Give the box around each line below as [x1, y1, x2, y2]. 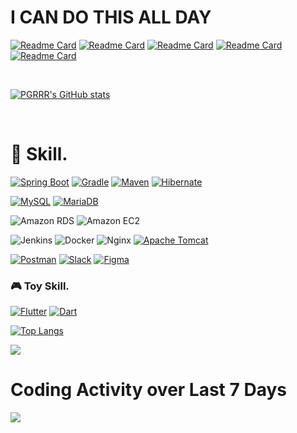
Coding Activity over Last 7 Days [10, 379, 287, 401]
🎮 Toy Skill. [10, 279, 70, 293]
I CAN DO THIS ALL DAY [10, 6, 212, 29]
